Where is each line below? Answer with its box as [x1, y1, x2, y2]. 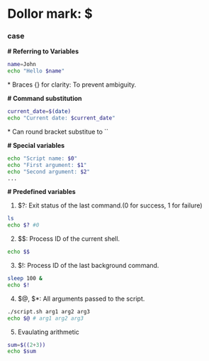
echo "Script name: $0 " [7, 155, 78, 162]
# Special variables [7, 141, 65, 149]
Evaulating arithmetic [17, 328, 80, 336]
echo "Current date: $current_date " [7, 114, 115, 122]
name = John [7, 61, 37, 68]
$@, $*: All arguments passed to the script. [17, 294, 145, 303]
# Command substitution [7, 95, 83, 103]
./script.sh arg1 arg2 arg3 [7, 308, 91, 315]
